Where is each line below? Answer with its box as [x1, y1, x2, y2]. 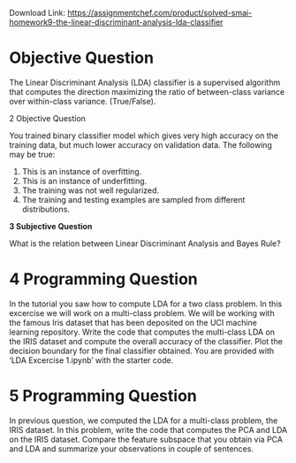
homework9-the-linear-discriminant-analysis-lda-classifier [9, 17, 224, 27]
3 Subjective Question [9, 220, 93, 231]
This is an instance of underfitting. [21, 175, 148, 186]
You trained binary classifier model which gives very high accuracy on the [9, 130, 278, 141]
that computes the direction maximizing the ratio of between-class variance [9, 86, 285, 96]
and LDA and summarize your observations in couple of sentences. [9, 443, 254, 454]
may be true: [9, 149, 56, 159]
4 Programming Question [9, 269, 199, 289]
